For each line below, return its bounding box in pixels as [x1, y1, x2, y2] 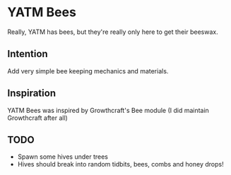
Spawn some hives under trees [17, 152, 108, 161]
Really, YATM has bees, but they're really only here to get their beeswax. [7, 28, 218, 36]
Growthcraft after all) [7, 114, 69, 122]
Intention [7, 48, 48, 60]
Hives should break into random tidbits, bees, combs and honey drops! [17, 160, 224, 169]
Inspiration [7, 87, 57, 99]
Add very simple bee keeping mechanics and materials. [7, 66, 169, 75]
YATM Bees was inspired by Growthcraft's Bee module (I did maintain [7, 106, 210, 114]
